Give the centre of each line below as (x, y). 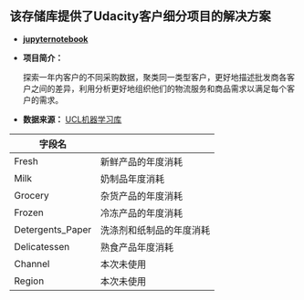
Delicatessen (42, 246)
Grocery (32, 195)
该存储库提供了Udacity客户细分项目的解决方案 (140, 16)
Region (29, 281)
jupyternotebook (55, 38)
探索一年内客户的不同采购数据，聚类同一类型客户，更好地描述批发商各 (155, 77)
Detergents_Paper (53, 229)
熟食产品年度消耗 (137, 247)
